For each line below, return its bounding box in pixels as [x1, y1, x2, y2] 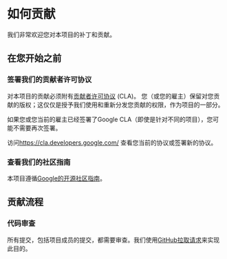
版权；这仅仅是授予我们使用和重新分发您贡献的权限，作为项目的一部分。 [19, 101, 224, 109]
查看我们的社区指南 [7, 157, 71, 167]
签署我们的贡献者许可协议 [7, 75, 92, 85]
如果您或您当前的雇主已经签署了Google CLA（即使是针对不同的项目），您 [7, 115, 213, 123]
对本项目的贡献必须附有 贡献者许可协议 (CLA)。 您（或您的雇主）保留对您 [7, 92, 214, 100]
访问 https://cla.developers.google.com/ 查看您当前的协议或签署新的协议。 [7, 138, 217, 147]
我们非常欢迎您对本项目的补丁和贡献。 [7, 30, 116, 39]
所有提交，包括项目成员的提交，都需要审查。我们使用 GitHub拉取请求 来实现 [7, 236, 220, 244]
